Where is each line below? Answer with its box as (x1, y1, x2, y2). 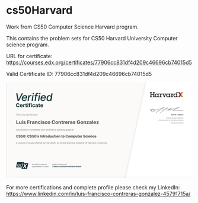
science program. (6, 41, 49, 48)
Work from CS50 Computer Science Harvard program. (6, 23, 139, 30)
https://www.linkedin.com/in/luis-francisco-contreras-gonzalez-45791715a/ (6, 190, 191, 197)
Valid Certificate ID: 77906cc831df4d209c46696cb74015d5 (6, 70, 152, 77)
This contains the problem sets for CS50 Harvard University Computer (6, 34, 178, 42)
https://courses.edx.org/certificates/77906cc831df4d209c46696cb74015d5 (6, 59, 193, 66)
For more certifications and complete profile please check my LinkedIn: (6, 183, 180, 191)
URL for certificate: (6, 52, 53, 59)
